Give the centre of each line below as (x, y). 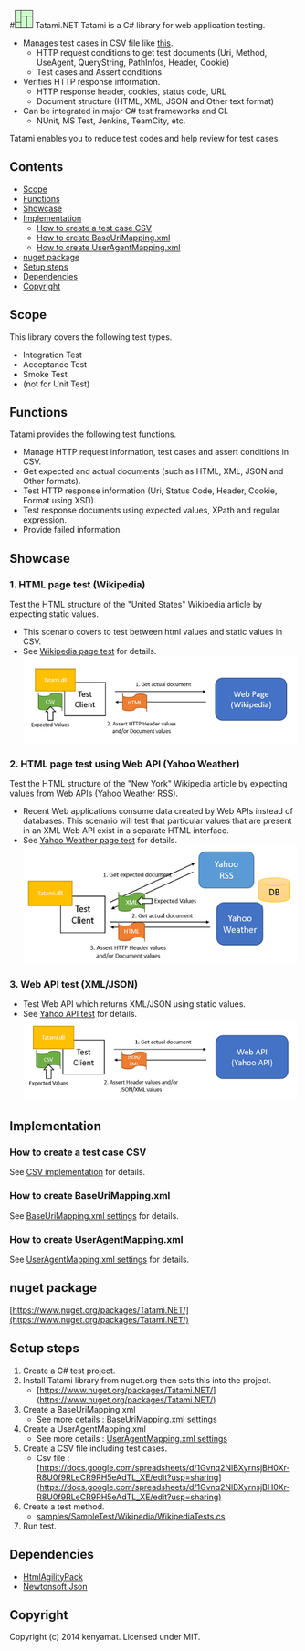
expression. (44, 520)
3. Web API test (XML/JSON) (74, 984)
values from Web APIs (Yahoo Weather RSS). (94, 794)
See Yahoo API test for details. (80, 1013)
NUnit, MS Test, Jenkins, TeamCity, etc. (111, 121)
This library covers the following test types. (91, 337)
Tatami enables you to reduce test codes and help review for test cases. (145, 138)
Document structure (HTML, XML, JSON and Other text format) (155, 101)
